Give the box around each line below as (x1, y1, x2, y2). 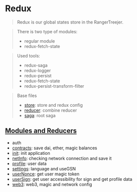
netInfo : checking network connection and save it (12, 155, 112, 161)
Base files (17, 93, 37, 98)
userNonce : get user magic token (12, 171, 79, 177)
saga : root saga (24, 112, 56, 118)
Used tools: (17, 52, 40, 59)
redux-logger (24, 67, 51, 73)
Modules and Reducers (5, 127, 77, 135)
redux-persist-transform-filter (24, 83, 84, 89)
